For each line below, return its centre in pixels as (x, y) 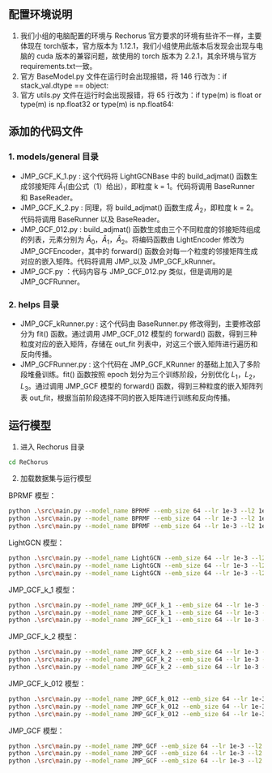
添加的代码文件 (46, 132)
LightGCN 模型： (36, 543)
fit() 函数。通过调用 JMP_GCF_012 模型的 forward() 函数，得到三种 (147, 334)
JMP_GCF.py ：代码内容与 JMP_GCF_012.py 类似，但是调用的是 (126, 271)
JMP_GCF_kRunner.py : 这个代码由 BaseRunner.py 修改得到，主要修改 (136, 324)
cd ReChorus (28, 462)
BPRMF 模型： (32, 496)
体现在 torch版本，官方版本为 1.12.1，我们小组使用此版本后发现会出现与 (138, 45)
